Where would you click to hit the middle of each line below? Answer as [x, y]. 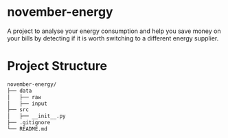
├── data [20, 91]
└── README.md [27, 129]
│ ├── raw [24, 97]
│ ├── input [27, 104]
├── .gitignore [29, 123]
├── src [18, 110]
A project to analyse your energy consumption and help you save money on [114, 31]
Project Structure [57, 66]
